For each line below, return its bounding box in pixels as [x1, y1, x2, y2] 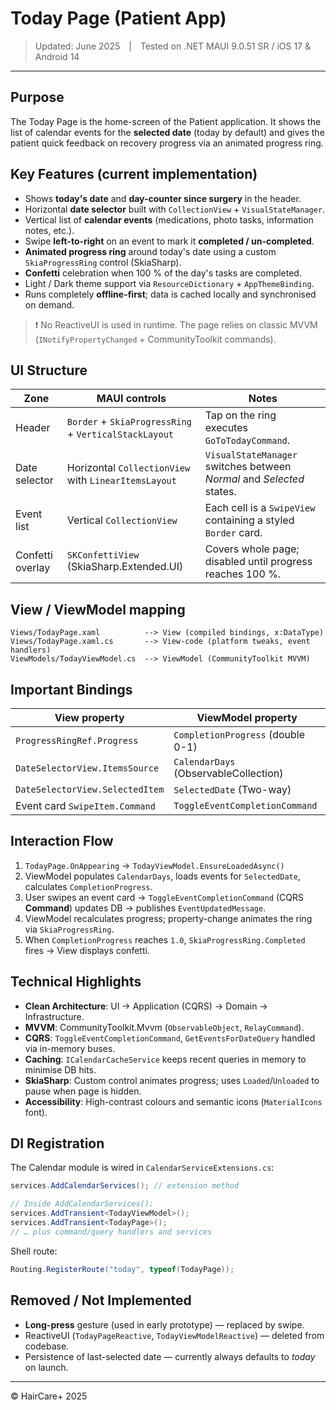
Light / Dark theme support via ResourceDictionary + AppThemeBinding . [24, 277, 315, 289]
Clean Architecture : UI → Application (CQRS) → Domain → [24, 1000, 268, 1012]
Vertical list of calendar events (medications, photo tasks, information [24, 213, 314, 226]
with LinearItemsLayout [66, 473, 177, 487]
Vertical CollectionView [66, 513, 178, 527]
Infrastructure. [24, 1010, 85, 1022]
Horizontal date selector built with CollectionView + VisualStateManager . [24, 203, 326, 215]
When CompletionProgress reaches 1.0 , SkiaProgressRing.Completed [24, 933, 306, 946]
